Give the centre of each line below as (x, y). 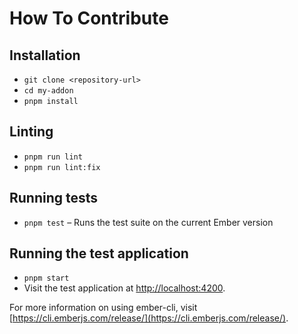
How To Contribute (89, 18)
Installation (45, 55)
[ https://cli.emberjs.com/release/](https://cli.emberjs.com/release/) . (149, 318)
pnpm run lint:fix (62, 167)
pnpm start (46, 278)
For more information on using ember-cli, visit (103, 308)
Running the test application (99, 253)
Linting (31, 132)
